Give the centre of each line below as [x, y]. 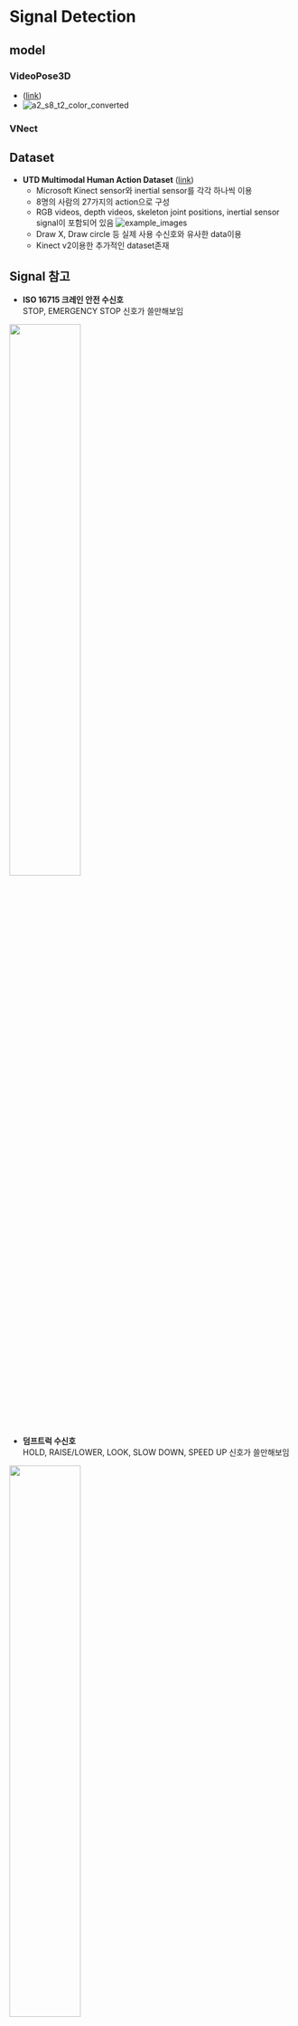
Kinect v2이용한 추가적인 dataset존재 [102, 245]
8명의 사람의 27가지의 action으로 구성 [102, 202]
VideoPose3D [40, 76]
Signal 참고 [40, 276]
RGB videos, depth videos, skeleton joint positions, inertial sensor [158, 212]
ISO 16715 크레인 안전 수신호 [73, 300]
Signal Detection [73, 17]
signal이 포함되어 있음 [75, 223]
